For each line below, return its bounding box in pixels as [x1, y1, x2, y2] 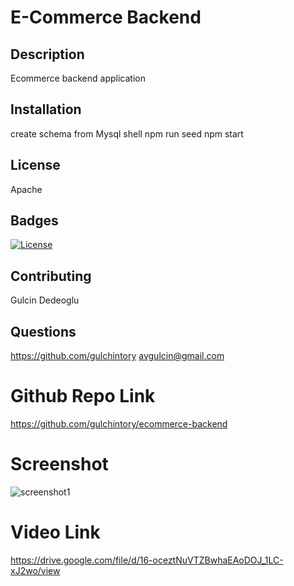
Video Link [10, 521, 101, 544]
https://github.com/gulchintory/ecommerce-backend [10, 418, 228, 430]
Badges [10, 212, 59, 230]
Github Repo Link [10, 385, 156, 408]
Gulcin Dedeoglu [10, 294, 80, 306]
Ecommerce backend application [10, 72, 146, 84]
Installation [10, 101, 82, 118]
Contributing [10, 267, 92, 285]
